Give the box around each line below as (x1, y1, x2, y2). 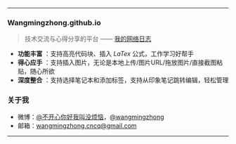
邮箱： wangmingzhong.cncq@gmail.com (17, 121, 137, 130)
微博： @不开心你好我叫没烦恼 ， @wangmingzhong (17, 112, 164, 121)
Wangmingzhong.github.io (7, 18, 101, 27)
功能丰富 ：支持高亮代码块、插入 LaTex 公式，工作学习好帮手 (17, 50, 195, 58)
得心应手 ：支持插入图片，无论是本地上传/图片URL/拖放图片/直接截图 (17, 58, 217, 67)
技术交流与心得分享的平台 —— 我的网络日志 (24, 34, 152, 43)
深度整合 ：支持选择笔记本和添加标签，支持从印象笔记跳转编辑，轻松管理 (17, 76, 229, 84)
